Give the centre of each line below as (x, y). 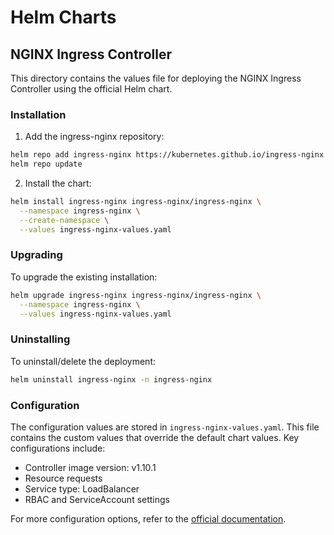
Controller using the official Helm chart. (91, 89)
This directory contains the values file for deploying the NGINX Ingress (156, 78)
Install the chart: (58, 183)
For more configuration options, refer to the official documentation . (148, 518)
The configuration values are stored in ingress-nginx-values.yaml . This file (165, 427)
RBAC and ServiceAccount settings (97, 499)
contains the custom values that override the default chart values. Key (155, 437)
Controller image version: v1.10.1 (90, 467)
